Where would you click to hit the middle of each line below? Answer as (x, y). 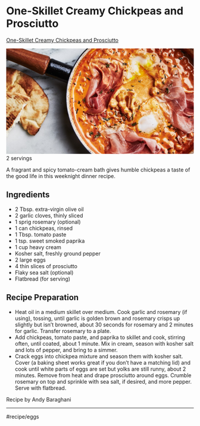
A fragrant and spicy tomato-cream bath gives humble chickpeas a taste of (98, 170)
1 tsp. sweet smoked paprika (50, 241)
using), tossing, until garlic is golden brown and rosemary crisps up (97, 318)
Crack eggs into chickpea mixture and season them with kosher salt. (99, 356)
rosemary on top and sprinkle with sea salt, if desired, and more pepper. (103, 381)
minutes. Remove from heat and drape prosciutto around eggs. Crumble (103, 375)
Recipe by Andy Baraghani (39, 399)
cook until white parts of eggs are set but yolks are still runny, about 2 (100, 369)
